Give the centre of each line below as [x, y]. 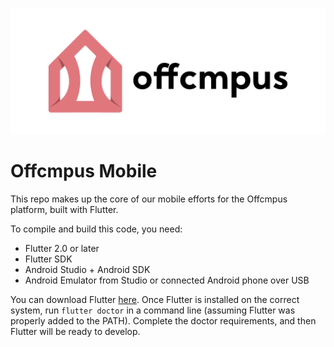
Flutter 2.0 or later [62, 248]
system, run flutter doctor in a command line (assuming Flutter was [153, 310]
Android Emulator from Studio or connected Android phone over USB [167, 280]
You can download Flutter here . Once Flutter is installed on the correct [155, 299]
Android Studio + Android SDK [87, 269]
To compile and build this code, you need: [96, 229]
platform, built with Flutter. [64, 209]
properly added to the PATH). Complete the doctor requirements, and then [163, 320]
